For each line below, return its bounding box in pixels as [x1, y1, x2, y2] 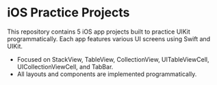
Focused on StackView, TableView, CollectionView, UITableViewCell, [16, 55, 209, 63]
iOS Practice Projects [7, 5, 130, 21]
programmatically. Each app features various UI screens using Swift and [7, 34, 211, 42]
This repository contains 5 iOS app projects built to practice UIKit [7, 27, 190, 36]
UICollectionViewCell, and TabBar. [16, 62, 114, 71]
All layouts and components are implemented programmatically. [16, 70, 197, 78]
